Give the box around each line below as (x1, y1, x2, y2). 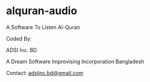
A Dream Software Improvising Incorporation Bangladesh (6, 58, 145, 65)
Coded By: (6, 35, 32, 42)
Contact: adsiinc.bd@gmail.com (6, 69, 84, 76)
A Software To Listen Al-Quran (6, 24, 81, 31)
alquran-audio (6, 4, 78, 18)
